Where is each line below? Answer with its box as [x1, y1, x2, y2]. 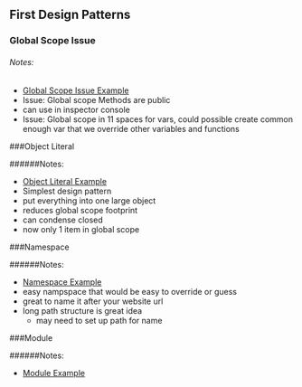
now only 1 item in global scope [22, 223, 140, 234]
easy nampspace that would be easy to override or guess [22, 286, 238, 297]
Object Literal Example [22, 175, 107, 186]
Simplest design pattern [22, 185, 112, 196]
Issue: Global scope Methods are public [22, 94, 171, 105]
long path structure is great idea [22, 305, 143, 316]
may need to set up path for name [35, 315, 163, 326]
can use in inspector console [22, 104, 131, 115]
